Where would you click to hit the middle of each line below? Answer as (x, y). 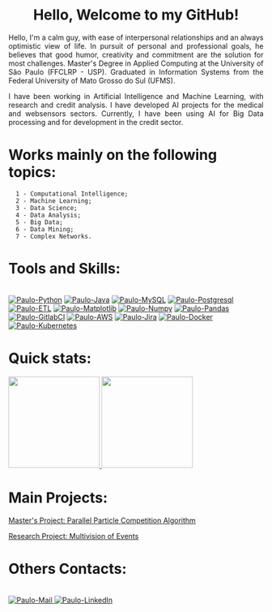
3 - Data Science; (47, 208)
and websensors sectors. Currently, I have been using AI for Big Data (136, 113)
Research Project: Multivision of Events (74, 536)
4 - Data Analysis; (49, 215)
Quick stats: (50, 358)
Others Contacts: (68, 569)
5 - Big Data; (39, 222)
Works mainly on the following (113, 155)
